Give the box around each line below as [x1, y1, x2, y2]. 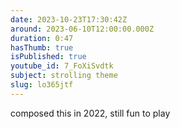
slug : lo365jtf [10, 80, 74, 90]
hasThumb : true [10, 42, 74, 53]
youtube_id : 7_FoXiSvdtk [10, 61, 114, 71]
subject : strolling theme [10, 71, 118, 81]
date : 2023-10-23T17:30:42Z [10, 14, 128, 25]
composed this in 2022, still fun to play [10, 107, 171, 119]
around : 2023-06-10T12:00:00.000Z [10, 24, 155, 34]
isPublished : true [10, 52, 87, 62]
